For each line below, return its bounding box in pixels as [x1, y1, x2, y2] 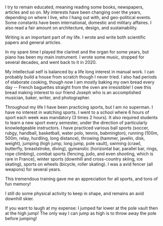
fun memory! [5, 181, 31, 187]
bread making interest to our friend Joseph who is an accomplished [5, 90, 142, 95]
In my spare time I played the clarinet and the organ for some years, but [5, 49, 149, 55]
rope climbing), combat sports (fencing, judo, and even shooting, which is [5, 151, 154, 157]
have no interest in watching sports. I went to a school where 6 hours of [5, 109, 150, 115]
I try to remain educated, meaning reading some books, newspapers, [5, 4, 144, 10]
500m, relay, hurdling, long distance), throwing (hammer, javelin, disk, [5, 135, 145, 141]
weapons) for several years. [5, 166, 61, 172]
